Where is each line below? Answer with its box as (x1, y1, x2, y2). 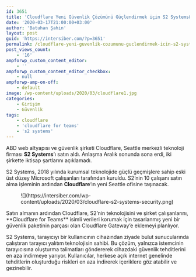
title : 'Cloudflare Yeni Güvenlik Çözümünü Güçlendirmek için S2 (6, 14, 168, 20)
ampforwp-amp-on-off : (6, 80, 59, 86)
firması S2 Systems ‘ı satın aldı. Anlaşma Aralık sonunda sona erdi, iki (6, 151, 172, 158)
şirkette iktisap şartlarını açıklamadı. (6, 156, 92, 164)
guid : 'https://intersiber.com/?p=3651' (6, 36, 106, 42)
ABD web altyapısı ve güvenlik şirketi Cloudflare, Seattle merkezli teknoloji (6, 144, 184, 151)
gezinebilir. (6, 264, 33, 271)
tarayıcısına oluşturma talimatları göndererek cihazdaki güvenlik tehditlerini (6, 245, 186, 252)
